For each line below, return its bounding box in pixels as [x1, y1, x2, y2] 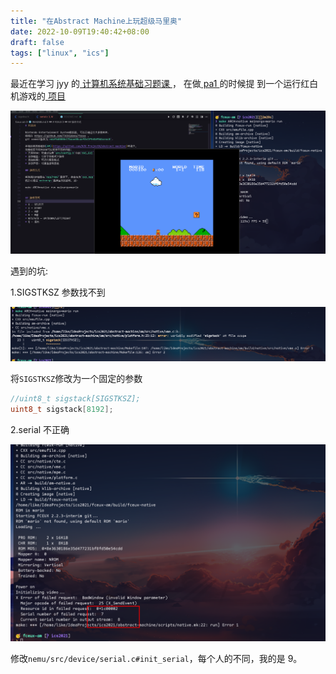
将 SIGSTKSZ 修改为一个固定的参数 [10, 373, 143, 385]
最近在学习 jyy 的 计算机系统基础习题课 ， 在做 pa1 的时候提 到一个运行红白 [10, 78, 319, 90]
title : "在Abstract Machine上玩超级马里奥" [10, 16, 183, 26]
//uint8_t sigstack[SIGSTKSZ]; [10, 394, 141, 404]
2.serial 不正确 [10, 423, 70, 435]
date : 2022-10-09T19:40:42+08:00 [10, 26, 150, 37]
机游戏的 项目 [10, 90, 66, 102]
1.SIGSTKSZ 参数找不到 [10, 286, 106, 299]
